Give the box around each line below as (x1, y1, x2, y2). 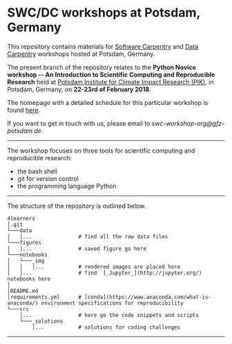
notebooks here (7, 275, 51, 283)
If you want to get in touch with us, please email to (7, 119, 151, 127)
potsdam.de (7, 126, 41, 135)
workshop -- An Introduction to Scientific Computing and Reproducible (7, 70, 215, 79)
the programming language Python (17, 182, 117, 190)
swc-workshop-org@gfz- (151, 119, 225, 127)
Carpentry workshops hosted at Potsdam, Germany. (7, 50, 155, 58)
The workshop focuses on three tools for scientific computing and (7, 146, 195, 155)
